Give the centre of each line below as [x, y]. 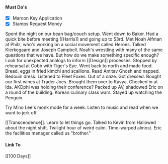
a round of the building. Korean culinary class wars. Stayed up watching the [83, 92]
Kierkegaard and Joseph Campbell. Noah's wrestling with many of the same [84, 50]
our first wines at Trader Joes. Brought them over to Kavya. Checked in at [81, 82]
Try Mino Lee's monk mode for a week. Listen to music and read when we [82, 107]
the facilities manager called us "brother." [48, 133]
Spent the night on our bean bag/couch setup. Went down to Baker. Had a [82, 34]
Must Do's [16, 7]
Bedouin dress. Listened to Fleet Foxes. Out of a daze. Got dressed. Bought [83, 76]
